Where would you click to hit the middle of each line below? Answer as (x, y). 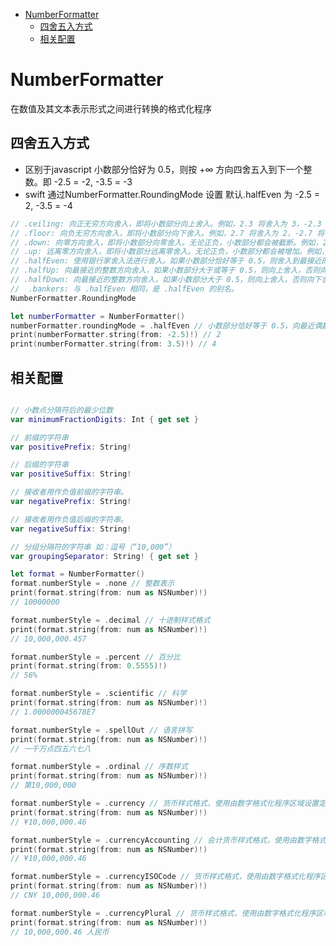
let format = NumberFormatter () (77, 574)
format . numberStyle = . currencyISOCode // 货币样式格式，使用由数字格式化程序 (165, 877)
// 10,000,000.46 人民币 (60, 932)
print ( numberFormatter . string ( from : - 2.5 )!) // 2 (116, 335)
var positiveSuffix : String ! (71, 474)
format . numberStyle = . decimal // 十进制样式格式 (110, 620)
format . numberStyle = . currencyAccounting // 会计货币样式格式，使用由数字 (161, 840)
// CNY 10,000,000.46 (55, 895)
